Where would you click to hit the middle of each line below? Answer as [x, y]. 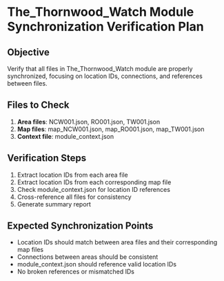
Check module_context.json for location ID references [94, 189]
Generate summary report [54, 204]
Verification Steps [47, 158]
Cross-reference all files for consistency [74, 197]
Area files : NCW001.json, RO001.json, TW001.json [89, 122]
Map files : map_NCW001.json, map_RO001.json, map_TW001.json [111, 129]
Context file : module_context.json [65, 136]
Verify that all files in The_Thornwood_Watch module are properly [100, 69]
